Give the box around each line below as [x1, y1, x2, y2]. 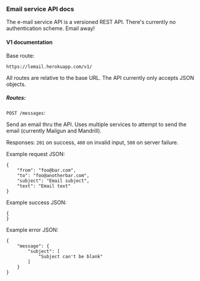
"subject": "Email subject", [17, 178, 90, 184]
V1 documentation [6, 38, 53, 46]
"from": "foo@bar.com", [17, 168, 77, 174]
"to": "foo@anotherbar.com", [17, 173, 90, 179]
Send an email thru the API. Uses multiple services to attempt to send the [6, 121, 187, 128]
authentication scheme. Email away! [6, 25, 95, 32]
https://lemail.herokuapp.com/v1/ [6, 64, 93, 70]
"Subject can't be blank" [38, 254, 103, 260]
